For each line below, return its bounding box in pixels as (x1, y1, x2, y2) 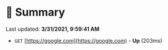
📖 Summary (5, 5, 65, 19)
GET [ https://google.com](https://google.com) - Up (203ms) (14, 37, 163, 44)
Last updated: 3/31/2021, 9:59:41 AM (5, 25, 100, 33)
